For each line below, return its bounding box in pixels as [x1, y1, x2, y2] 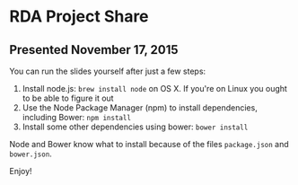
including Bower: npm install [22, 112, 132, 122]
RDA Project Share [9, 6, 150, 27]
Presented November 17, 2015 [9, 42, 179, 57]
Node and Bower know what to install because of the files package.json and [9, 139, 289, 149]
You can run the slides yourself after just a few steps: [9, 66, 206, 76]
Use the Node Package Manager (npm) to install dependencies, [22, 102, 258, 113]
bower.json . [9, 148, 52, 159]
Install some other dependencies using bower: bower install [22, 121, 249, 132]
